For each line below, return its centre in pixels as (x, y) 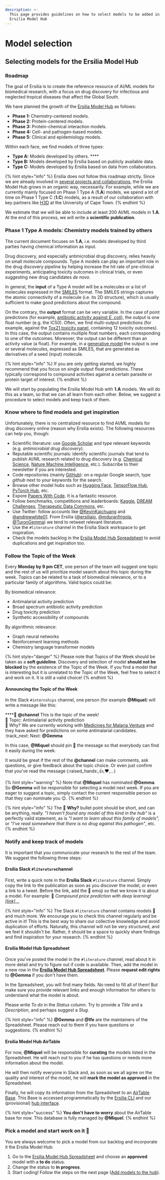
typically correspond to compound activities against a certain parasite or (79, 374)
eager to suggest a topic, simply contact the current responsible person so (81, 793)
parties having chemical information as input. (51, 246)
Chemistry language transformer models (53, 647)
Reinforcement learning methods (46, 642)
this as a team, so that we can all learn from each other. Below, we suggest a (83, 394)
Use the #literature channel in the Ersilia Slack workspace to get (79, 527)
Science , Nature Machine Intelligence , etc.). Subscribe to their (75, 464)
